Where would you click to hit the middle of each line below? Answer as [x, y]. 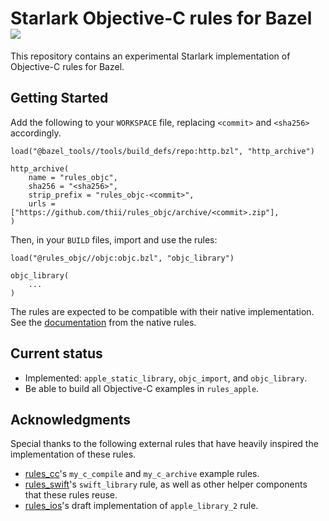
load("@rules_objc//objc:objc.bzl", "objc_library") [122, 258]
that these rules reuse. [71, 495]
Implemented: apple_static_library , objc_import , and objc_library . [166, 378]
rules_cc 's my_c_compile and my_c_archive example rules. [142, 474]
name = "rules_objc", [73, 177]
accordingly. [36, 133]
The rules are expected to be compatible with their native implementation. [162, 311]
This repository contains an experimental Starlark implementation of [150, 56]
